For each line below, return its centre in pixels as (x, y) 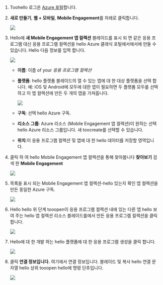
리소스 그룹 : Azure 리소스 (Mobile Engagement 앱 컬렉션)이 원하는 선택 (87, 124)
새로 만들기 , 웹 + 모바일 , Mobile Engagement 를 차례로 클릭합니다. (75, 18)
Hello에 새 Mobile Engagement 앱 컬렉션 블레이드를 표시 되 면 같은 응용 (80, 38)
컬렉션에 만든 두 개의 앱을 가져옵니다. (73, 93)
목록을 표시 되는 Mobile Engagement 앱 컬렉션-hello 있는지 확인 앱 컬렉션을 (84, 183)
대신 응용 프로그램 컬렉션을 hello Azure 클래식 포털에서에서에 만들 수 (90, 44)
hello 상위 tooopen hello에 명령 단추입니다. (61, 268)
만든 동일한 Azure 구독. (33, 190)
